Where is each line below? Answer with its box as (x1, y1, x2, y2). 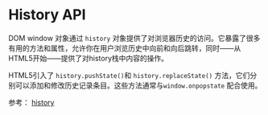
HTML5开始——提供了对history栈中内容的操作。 (8, 53, 169, 63)
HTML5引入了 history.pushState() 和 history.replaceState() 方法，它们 (8, 70, 250, 80)
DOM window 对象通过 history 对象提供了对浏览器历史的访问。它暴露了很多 (8, 33, 261, 43)
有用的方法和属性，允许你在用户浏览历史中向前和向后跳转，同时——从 (8, 43, 241, 53)
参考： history (8, 97, 55, 107)
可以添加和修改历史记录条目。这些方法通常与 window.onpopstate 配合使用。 (14, 80, 262, 90)
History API (8, 6, 86, 24)
